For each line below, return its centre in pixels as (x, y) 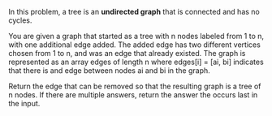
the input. (24, 103)
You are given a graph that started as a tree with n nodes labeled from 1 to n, (136, 36)
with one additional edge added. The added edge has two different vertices (135, 45)
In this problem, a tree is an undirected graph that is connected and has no (134, 12)
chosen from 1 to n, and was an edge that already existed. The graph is (127, 53)
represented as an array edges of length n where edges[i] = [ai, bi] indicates (136, 62)
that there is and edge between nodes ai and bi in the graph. (110, 71)
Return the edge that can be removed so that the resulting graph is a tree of (135, 86)
